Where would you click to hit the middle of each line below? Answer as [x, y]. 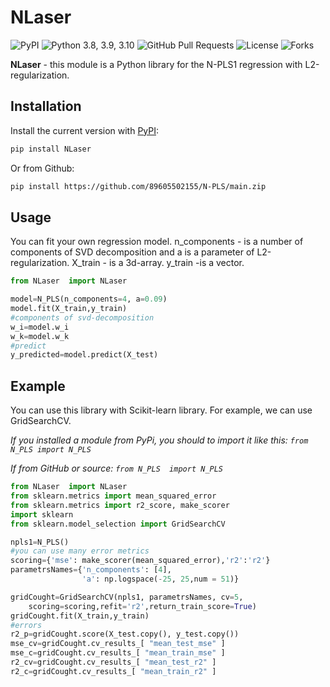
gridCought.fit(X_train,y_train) [80, 616]
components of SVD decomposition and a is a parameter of [132, 252]
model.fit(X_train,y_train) [69, 309]
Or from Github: [42, 168]
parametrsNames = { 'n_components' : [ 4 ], [91, 570]
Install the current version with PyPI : [85, 130]
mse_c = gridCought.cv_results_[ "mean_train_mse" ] [118, 653]
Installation [46, 106]
